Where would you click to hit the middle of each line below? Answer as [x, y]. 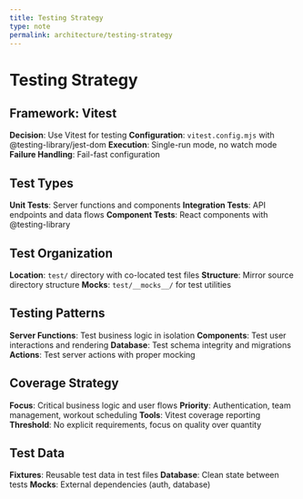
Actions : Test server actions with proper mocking [102, 354]
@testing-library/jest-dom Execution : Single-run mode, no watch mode [143, 145]
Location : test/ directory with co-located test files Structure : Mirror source [151, 275]
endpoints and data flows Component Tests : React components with [139, 215]
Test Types [42, 183]
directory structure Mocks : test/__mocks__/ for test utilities [121, 285]
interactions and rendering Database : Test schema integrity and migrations [150, 345]
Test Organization [61, 253]
